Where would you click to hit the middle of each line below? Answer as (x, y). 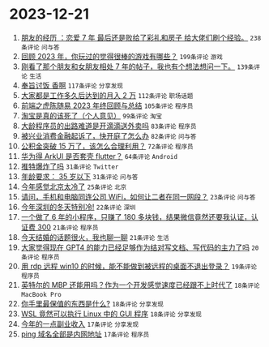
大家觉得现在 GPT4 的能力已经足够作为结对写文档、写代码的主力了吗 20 (140, 247)
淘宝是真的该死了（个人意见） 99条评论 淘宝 (92, 115)
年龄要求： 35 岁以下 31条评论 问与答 (79, 176)
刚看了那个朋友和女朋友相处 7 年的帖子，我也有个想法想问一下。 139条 (137, 66)
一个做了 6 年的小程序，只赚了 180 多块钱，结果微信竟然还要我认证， (136, 216)
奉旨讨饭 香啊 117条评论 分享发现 (72, 85)
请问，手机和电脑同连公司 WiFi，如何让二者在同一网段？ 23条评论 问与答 (138, 196)
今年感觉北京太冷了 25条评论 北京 (74, 186)
